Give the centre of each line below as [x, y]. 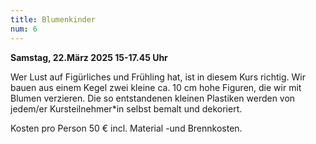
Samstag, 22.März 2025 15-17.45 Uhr [89, 57]
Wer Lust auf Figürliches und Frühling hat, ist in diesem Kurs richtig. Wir [158, 77]
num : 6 [24, 29]
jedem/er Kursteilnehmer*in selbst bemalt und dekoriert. [126, 108]
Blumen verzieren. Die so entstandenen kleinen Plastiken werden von [153, 98]
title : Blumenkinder [53, 19]
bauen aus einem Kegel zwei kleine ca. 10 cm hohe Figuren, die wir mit [156, 87]
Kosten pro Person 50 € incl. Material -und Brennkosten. [126, 128]
